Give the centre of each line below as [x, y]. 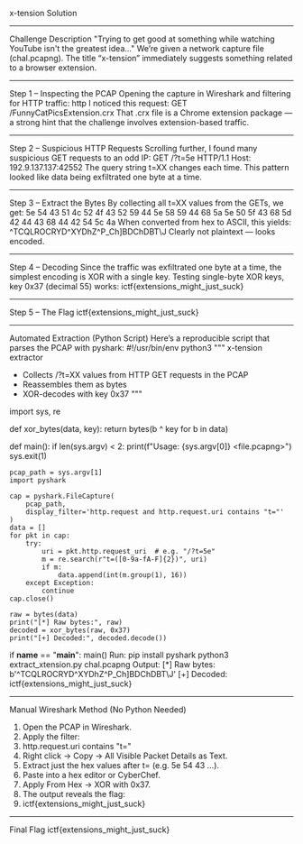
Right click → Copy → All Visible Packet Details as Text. [125, 756]
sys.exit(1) [28, 456]
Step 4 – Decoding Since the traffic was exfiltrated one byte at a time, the [146, 267]
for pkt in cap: [40, 536]
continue [58, 591]
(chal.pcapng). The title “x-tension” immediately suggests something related [151, 58]
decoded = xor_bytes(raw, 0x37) [70, 630]
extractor [26, 357]
